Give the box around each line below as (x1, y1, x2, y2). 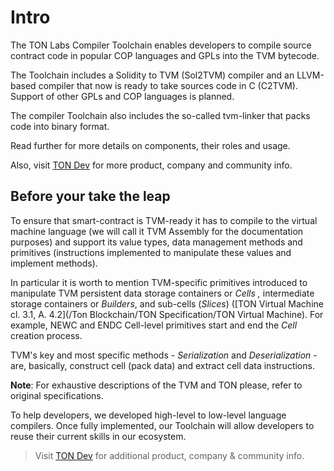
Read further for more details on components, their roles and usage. (10, 139, 291, 151)
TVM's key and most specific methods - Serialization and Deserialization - (10, 349, 318, 361)
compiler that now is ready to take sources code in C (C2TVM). (38, 79, 298, 91)
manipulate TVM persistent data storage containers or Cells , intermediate (10, 287, 315, 299)
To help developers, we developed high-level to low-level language (10, 409, 287, 421)
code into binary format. (10, 120, 110, 132)
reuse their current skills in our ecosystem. (10, 430, 187, 442)
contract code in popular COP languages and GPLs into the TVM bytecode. (10, 49, 320, 61)
